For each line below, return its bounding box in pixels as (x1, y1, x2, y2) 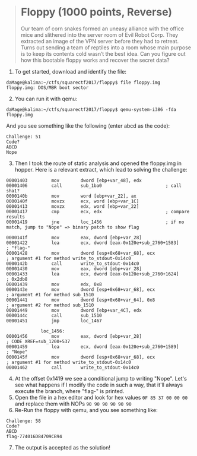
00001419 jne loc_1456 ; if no (6, 219, 185, 225)
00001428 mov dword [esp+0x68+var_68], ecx (6, 250, 155, 256)
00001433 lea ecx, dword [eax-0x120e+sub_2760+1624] (6, 271, 179, 277)
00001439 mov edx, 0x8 (6, 281, 102, 287)
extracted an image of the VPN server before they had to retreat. (20, 37, 179, 45)
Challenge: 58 (6, 418, 42, 424)
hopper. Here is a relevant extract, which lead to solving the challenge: (14, 166, 188, 173)
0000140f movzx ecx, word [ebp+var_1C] (6, 198, 139, 204)
